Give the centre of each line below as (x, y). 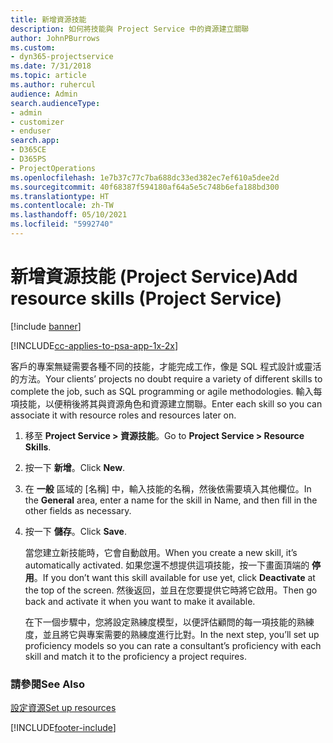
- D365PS (28, 159)
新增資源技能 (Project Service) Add (154, 277)
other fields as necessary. (78, 510)
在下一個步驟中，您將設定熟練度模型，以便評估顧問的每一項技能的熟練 (169, 622)
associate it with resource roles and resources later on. (123, 415)
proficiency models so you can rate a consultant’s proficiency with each (173, 645)
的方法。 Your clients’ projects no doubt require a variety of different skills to (166, 378)
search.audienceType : (55, 103)
